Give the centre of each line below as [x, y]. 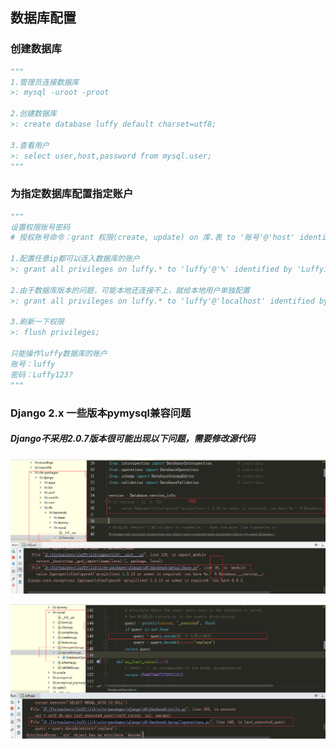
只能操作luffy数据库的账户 [59, 354]
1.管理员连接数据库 [45, 82]
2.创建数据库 [33, 114]
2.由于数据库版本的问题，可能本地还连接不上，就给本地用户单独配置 [130, 290]
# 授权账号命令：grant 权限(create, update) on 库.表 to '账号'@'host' [153, 238]
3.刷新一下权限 [37, 322]
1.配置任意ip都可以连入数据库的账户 [75, 259]
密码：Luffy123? [42, 374]
